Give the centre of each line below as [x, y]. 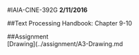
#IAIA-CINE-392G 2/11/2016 [47, 10]
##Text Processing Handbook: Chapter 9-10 [69, 23]
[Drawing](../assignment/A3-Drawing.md [65, 44]
